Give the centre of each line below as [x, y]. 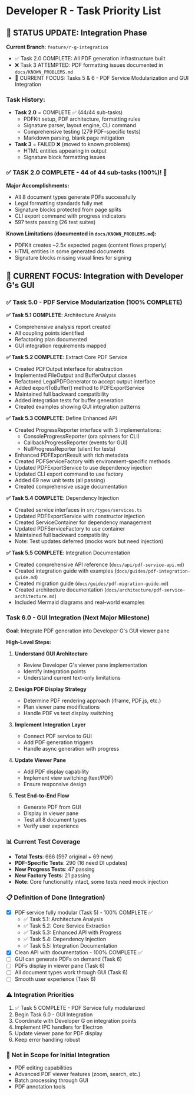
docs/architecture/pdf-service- [146, 590]
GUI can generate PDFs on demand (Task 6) [68, 959]
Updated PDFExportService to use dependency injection [83, 468]
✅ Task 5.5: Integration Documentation [70, 946]
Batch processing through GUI [51, 1080]
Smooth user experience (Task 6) [55, 979]
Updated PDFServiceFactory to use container [70, 529]
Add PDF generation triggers [58, 742]
